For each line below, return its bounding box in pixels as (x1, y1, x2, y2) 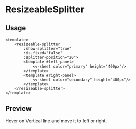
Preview (5, 104, 32, 113)
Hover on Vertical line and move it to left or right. (5, 118, 107, 124)
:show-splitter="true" (23, 46, 72, 51)
